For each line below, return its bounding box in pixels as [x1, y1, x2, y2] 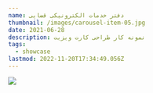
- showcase [15, 48, 51, 55]
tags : [8, 41, 26, 48]
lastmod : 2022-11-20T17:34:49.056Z [8, 55, 125, 63]
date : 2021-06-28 [8, 26, 65, 34]
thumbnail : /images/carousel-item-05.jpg [8, 19, 146, 27]
